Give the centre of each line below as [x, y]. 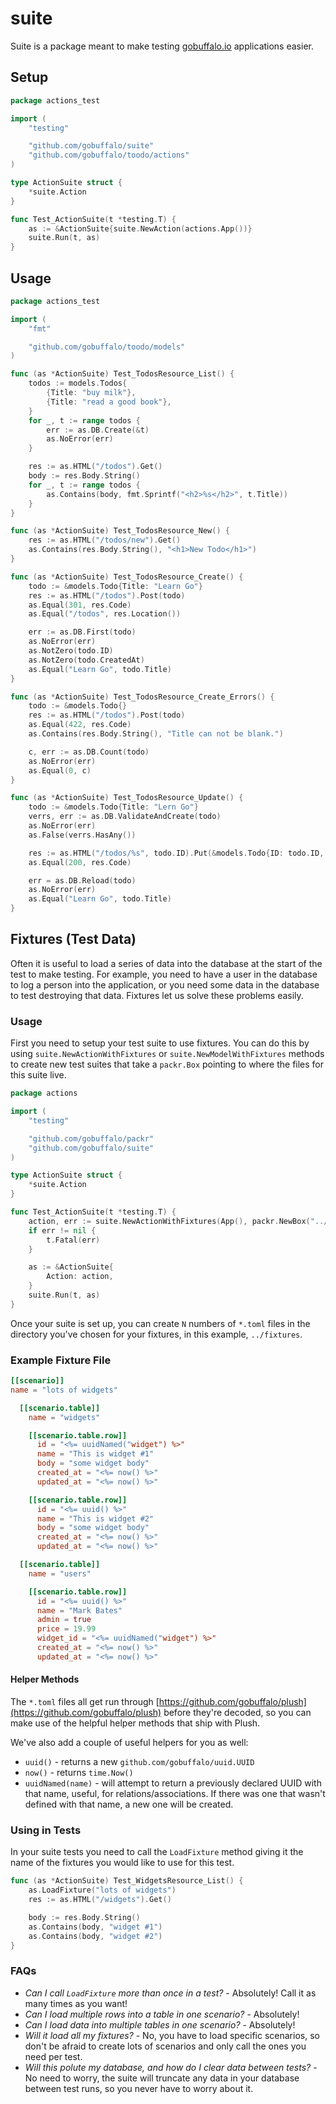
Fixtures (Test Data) [73, 939]
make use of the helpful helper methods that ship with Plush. [135, 1723]
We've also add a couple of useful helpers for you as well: [129, 1743]
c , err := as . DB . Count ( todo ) [89, 752]
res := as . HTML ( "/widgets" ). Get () [100, 1900]
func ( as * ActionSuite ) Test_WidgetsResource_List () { [127, 1881]
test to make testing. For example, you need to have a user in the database [164, 974]
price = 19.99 [66, 1629]
